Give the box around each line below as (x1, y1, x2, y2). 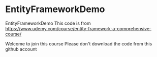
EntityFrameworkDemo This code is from (5, 20, 91, 26)
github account (5, 46, 37, 52)
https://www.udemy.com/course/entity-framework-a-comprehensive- (5, 25, 151, 31)
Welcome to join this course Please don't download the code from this (5, 40, 152, 46)
